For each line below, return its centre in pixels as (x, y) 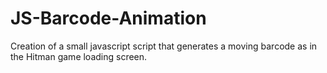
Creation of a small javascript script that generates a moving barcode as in (164, 46)
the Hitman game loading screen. (79, 56)
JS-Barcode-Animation (108, 18)
